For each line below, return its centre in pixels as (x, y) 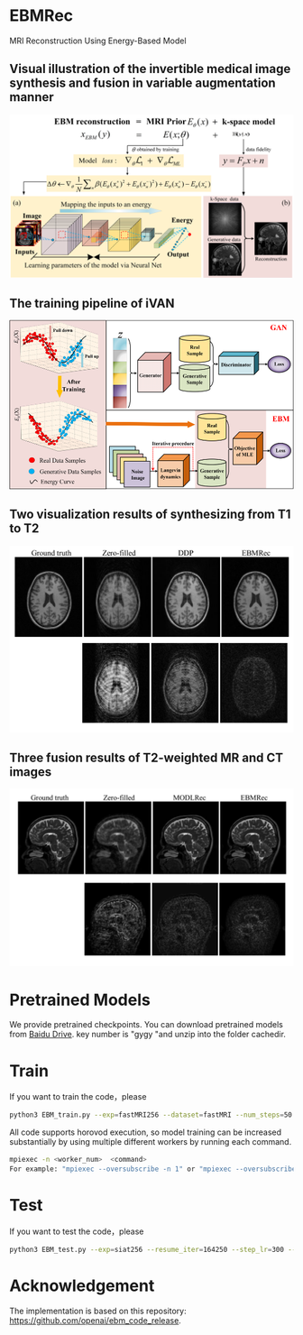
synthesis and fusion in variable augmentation (143, 83)
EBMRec (41, 16)
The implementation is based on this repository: (98, 1311)
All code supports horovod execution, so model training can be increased (146, 1132)
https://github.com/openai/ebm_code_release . (96, 1320)
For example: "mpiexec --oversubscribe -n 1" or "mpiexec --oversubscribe (153, 1169)
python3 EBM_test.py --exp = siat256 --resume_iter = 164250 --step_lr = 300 (147, 1249)
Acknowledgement (82, 1285)
